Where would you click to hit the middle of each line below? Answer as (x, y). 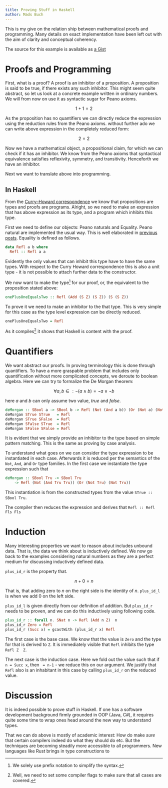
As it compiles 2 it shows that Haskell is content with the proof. (69, 331)
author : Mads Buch (24, 14)
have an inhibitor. (23, 164)
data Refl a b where (27, 247)
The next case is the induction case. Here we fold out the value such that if (82, 659)
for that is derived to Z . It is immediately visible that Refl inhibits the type (80, 644)
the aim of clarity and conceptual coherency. (51, 39)
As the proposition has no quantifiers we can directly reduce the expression (83, 118)
